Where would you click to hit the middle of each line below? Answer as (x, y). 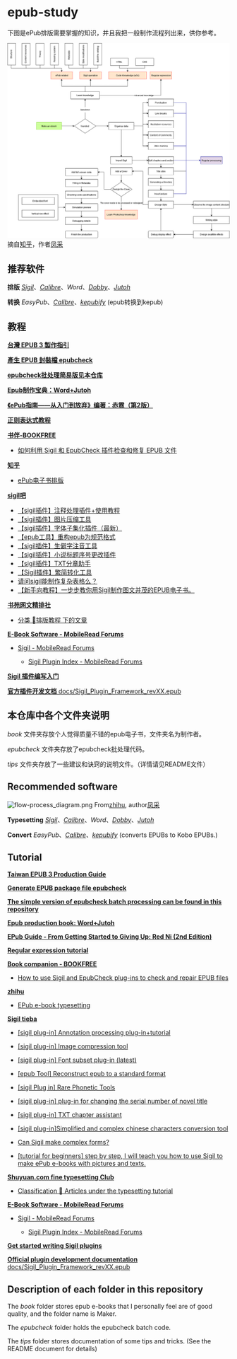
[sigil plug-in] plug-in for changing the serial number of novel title (113, 1101)
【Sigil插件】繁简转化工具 (55, 572)
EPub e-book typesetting (54, 1005)
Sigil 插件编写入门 (33, 676)
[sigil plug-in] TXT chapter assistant (69, 1115)
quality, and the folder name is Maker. (62, 1314)
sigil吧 (17, 495)
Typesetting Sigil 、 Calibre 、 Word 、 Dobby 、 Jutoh (81, 820)
